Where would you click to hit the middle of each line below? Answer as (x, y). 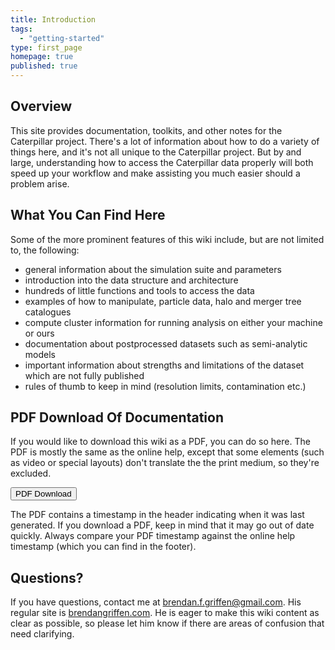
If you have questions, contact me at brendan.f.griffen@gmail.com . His (156, 602)
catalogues (48, 312)
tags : (21, 29)
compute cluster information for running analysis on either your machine (173, 322)
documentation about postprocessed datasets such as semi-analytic (166, 343)
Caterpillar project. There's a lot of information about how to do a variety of (165, 141)
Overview (41, 106)
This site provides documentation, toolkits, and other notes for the (146, 130)
